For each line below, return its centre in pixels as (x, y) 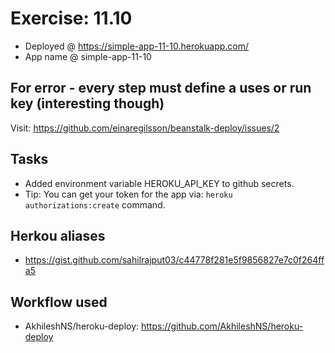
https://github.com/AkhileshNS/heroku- (222, 326)
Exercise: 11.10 (71, 18)
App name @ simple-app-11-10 (88, 56)
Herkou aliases (58, 235)
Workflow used (59, 302)
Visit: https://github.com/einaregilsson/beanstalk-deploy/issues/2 (145, 128)
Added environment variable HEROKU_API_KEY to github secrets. (159, 183)
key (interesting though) (87, 103)
